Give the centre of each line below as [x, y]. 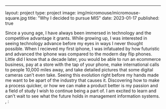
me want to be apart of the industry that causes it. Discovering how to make [82, 80]
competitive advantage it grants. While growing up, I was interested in [76, 38]
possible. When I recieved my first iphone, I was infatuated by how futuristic [82, 49]
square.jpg [16, 18]
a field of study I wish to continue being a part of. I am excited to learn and [81, 91]
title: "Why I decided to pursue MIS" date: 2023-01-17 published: [94, 18]
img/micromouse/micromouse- [109, 13]
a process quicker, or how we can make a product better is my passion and [82, 85]
